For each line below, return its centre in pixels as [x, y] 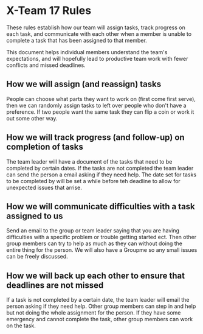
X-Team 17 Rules [49, 11]
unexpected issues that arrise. [44, 187]
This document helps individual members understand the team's [87, 52]
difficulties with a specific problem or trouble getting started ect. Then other [101, 237]
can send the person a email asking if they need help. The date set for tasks [101, 175]
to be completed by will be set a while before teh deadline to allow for [93, 181]
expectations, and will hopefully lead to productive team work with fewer [97, 58]
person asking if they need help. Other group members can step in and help [101, 306]
